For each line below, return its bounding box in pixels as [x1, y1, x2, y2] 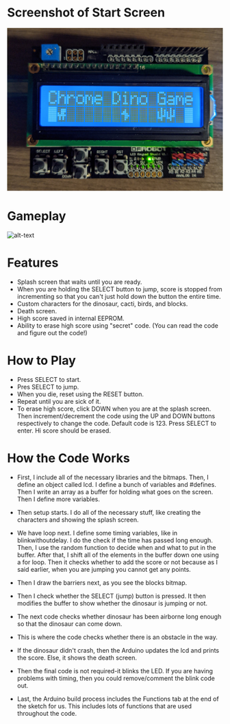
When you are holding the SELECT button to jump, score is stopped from [16, 285, 222, 293]
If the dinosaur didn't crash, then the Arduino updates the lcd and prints [16, 646, 220, 654]
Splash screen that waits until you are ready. [16, 278, 142, 286]
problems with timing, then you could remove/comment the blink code [16, 674, 216, 682]
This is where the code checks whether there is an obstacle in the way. [16, 633, 218, 641]
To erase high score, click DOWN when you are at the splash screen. [16, 405, 212, 413]
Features [7, 255, 59, 271]
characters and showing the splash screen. [16, 516, 139, 524]
